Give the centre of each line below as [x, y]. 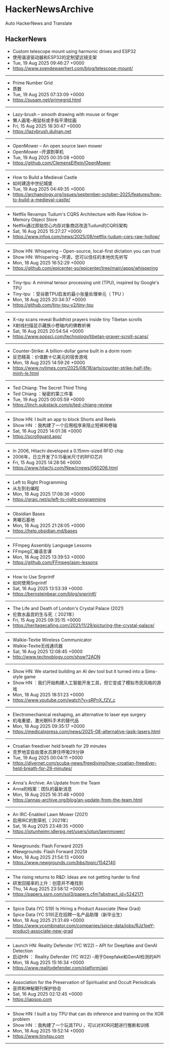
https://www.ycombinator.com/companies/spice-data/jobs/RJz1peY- [83, 925]
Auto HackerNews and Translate [39, 23]
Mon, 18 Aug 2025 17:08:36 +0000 [49, 494]
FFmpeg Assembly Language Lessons [52, 545]
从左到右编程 [26, 488]
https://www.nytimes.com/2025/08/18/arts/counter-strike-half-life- [82, 368]
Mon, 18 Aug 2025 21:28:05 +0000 [49, 525]
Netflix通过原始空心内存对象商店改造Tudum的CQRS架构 [70, 225]
